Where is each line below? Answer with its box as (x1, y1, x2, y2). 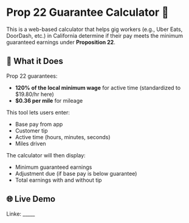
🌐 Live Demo (6, 194, 56, 204)
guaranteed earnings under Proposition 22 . (6, 38, 115, 46)
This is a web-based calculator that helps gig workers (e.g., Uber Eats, (6, 26, 183, 33)
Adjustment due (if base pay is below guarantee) (15, 170, 137, 177)
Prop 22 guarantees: (6, 72, 58, 80)
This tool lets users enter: (6, 109, 70, 116)
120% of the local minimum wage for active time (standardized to (15, 84, 181, 91)
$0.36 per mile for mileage (15, 97, 83, 104)
